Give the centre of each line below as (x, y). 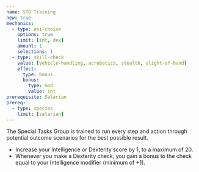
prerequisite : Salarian (37, 97)
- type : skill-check (38, 57)
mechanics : (20, 23)
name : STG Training (31, 12)
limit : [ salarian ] (41, 114)
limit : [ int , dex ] (41, 40)
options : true (35, 35)
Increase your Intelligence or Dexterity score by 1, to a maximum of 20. (104, 149)
